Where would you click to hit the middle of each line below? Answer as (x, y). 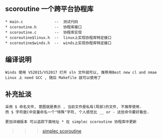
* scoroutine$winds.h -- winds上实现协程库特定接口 (58, 43)
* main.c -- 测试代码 (42, 21)
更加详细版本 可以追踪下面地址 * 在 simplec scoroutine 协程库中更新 (71, 122)
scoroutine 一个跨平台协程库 (49, 9)
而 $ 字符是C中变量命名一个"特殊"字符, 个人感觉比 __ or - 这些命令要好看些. (77, 112)
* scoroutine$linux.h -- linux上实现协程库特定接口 (58, 37)
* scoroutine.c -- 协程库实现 (44, 32)
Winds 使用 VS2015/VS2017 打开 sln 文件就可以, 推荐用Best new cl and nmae (81, 72)
